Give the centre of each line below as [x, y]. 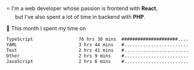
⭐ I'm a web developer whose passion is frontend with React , [82, 8]
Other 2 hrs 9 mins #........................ [97, 56]
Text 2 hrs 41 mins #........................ [97, 50]
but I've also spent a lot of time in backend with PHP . [80, 17]
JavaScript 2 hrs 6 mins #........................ [97, 61]
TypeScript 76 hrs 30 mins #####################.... [97, 39]
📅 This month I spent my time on [46, 28]
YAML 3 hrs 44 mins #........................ [97, 44]
